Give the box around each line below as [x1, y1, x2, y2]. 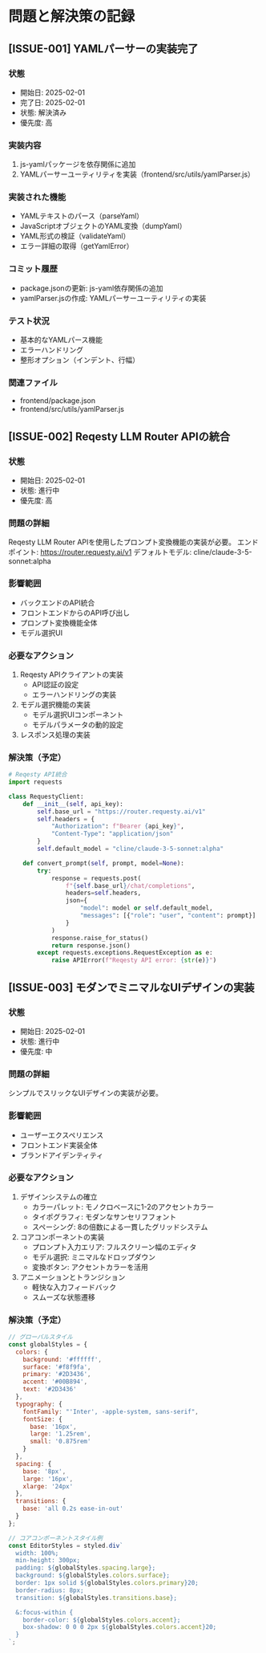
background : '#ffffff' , [22, 1355, 103, 1363]
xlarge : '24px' [22, 1482, 74, 1490]
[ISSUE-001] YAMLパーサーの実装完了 [8, 42, 199, 55]
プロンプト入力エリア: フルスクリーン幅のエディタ [31, 1242, 197, 1252]
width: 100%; [15, 1549, 59, 1557]
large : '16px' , [22, 1475, 74, 1483]
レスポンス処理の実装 [19, 730, 91, 739]
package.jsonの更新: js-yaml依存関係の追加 [19, 283, 163, 293]
